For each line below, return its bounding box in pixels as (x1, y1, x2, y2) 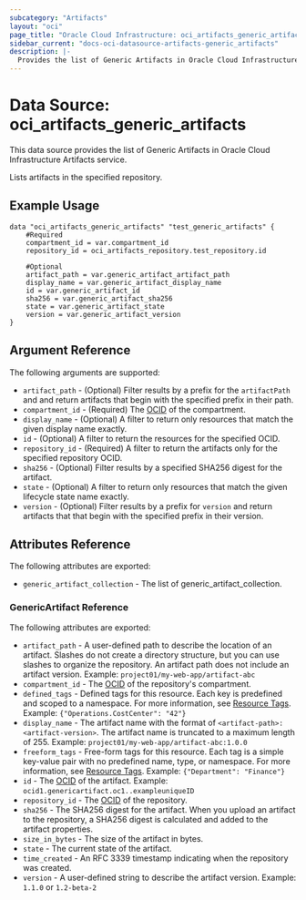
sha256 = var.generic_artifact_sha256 (25, 293, 173, 303)
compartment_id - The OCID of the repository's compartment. (22, 678, 252, 689)
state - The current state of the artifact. (22, 843, 172, 854)
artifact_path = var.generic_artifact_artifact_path (25, 270, 230, 279)
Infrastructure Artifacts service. (9, 154, 127, 165)
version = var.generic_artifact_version (25, 310, 181, 319)
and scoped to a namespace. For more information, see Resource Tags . (22, 698, 291, 709)
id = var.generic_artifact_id (25, 286, 141, 295)
